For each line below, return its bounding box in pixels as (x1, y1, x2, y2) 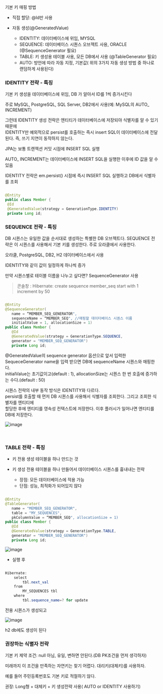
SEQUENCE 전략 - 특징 (5, 224, 57, 230)
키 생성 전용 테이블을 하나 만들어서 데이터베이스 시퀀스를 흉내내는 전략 (12, 467, 145, 472)
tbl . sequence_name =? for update (22, 598, 89, 603)
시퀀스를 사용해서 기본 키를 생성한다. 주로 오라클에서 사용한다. (19, 241, 136, 247)
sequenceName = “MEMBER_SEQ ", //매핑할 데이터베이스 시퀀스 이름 (11, 316, 133, 321)
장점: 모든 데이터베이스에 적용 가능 (19, 477, 85, 483)
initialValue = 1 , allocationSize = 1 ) (11, 320, 92, 326)
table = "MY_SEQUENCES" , (11, 510, 62, 515)
